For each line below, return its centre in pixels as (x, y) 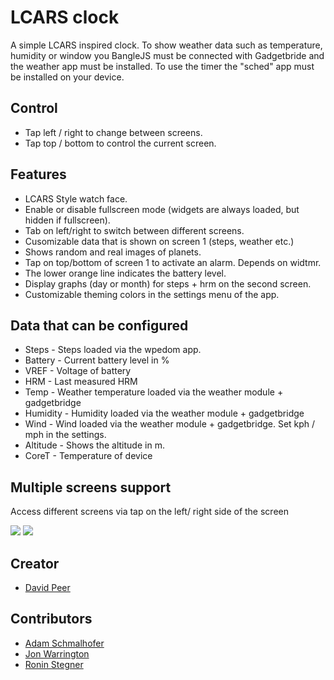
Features (38, 174)
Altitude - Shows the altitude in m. (94, 445)
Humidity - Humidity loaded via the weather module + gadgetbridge (164, 413)
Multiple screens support (91, 487)
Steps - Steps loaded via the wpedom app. (113, 350)
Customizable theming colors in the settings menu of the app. (152, 294)
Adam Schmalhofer (64, 643)
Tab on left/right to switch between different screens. (134, 230)
